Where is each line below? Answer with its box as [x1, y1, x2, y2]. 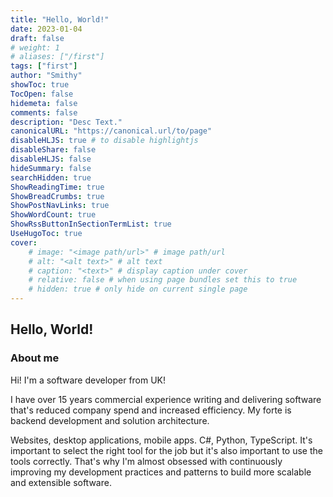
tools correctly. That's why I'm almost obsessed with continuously [10, 455, 283, 467]
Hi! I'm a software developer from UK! [10, 374, 167, 386]
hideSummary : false [10, 163, 92, 173]
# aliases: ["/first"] [10, 52, 105, 62]
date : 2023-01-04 [10, 24, 83, 34]
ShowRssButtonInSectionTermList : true [10, 219, 172, 230]
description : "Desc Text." [10, 117, 123, 127]
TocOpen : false [10, 89, 74, 99]
